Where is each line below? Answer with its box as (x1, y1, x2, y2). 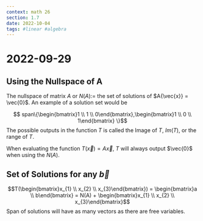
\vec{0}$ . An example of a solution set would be (6, 99, 128, 107)
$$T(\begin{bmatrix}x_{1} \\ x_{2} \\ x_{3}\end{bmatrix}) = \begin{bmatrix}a (7, 185, 198, 192)
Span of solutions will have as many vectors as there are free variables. (6, 208, 185, 215)
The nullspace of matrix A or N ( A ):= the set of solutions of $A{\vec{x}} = (6, 93, 189, 100)
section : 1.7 (6, 15, 40, 21)
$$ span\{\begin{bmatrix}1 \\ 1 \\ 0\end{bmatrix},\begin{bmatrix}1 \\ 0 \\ (13, 111, 192, 118)
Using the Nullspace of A (6, 76, 103, 86)
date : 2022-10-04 (6, 20, 51, 26)
